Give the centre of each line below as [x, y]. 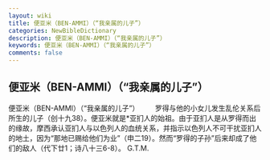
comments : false [35, 53]
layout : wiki [30, 16]
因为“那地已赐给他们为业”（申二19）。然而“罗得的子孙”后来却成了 [143, 138]
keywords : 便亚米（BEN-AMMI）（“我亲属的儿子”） [82, 46]
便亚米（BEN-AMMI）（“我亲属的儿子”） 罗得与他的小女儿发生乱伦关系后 [135, 108]
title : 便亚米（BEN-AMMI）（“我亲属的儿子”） [76, 23]
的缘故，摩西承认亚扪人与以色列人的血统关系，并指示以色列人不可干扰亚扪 [131, 128]
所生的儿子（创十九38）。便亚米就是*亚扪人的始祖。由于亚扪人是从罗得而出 [133, 118]
